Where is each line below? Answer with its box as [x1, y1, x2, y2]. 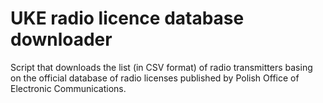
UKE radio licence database [10, 7, 245, 30]
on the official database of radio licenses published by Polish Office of [10, 72, 300, 84]
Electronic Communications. [10, 82, 127, 94]
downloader [10, 28, 113, 51]
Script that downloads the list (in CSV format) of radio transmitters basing [10, 61, 313, 73]
